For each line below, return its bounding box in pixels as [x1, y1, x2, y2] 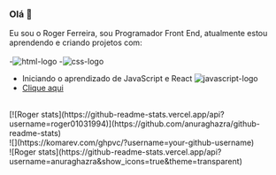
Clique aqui [21, 83, 64, 94]
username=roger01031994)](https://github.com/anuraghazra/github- [9, 118, 261, 129]
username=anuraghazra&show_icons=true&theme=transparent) [9, 156, 243, 167]
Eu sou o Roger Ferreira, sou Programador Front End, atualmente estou [9, 28, 268, 39]
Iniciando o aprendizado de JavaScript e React [21, 73, 193, 84]
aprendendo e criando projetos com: [9, 37, 143, 48]
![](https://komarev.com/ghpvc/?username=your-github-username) [9, 137, 255, 148]
